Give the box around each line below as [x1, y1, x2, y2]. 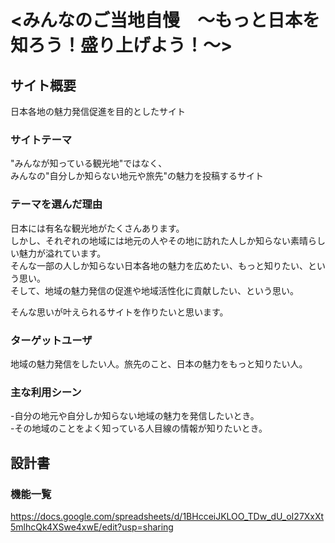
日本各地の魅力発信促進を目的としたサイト [10, 106, 186, 117]
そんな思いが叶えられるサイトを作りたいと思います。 [10, 306, 229, 318]
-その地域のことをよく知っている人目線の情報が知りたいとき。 [10, 422, 268, 435]
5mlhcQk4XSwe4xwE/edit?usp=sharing [10, 521, 174, 533]
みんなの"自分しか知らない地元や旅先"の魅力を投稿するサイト [10, 170, 265, 182]
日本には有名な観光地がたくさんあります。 [10, 222, 185, 234]
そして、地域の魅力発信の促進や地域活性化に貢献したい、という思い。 [10, 284, 299, 296]
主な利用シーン [10, 385, 82, 399]
